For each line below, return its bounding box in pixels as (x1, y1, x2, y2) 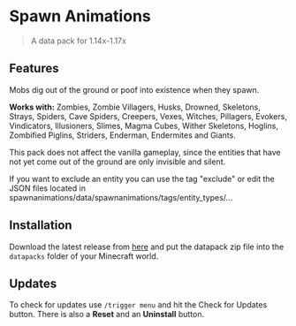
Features (9, 61, 59, 76)
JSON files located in (9, 183, 87, 193)
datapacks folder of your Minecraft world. (9, 250, 159, 262)
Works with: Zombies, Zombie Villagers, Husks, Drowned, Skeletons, (9, 102, 261, 112)
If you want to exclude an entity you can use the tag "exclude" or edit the (9, 173, 276, 184)
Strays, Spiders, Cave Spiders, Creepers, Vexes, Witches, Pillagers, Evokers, (9, 110, 287, 121)
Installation (9, 218, 72, 233)
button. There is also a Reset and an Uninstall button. (9, 309, 205, 320)
